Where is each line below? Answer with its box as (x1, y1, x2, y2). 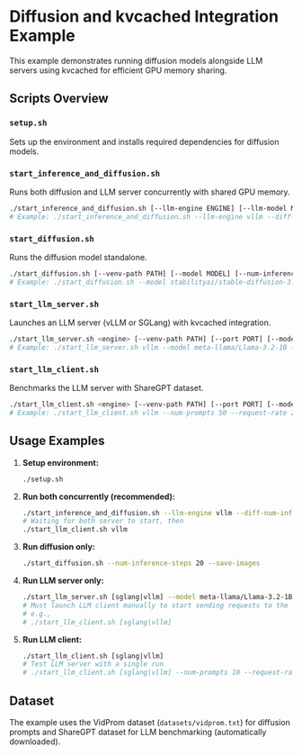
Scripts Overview (9, 91, 110, 106)
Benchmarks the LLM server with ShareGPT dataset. (9, 383, 204, 394)
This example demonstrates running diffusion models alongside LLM (9, 55, 263, 66)
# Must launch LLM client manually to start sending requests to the (22, 601, 289, 610)
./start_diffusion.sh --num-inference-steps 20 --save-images (22, 559, 261, 569)
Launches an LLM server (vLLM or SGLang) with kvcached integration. (9, 317, 271, 328)
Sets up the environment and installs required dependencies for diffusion (9, 136, 280, 147)
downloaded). (9, 736, 61, 747)
